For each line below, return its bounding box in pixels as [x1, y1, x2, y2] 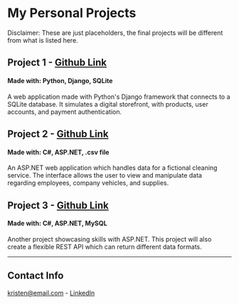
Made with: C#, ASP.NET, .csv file [7, 148, 110, 156]
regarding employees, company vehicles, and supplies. [7, 179, 169, 188]
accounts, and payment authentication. [7, 107, 122, 116]
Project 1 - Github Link [7, 57, 107, 69]
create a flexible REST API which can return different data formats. [7, 242, 203, 251]
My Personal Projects [7, 5, 137, 21]
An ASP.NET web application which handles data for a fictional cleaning [7, 163, 218, 172]
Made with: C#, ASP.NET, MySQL [7, 219, 108, 228]
